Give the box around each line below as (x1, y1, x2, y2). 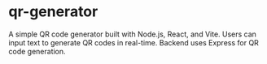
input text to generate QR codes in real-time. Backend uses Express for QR (8, 37, 259, 47)
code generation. (8, 46, 67, 56)
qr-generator (8, 2, 98, 21)
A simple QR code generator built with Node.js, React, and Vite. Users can (8, 29, 256, 39)
